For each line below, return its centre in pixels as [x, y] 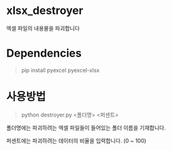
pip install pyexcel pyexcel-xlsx [60, 70]
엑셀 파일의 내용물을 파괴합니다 [43, 28]
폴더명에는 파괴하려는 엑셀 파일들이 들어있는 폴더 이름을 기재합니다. [86, 127]
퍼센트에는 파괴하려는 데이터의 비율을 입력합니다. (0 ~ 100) [76, 140]
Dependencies [44, 53]
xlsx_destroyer [45, 11]
